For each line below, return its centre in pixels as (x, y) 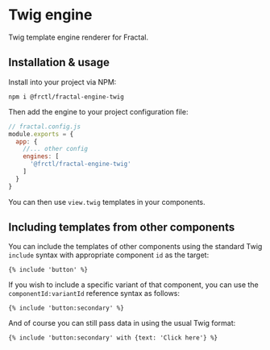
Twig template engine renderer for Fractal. (79, 37)
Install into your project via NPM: (62, 81)
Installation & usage (59, 62)
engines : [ (41, 156)
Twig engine (50, 15)
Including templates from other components (122, 227)
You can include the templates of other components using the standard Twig (135, 247)
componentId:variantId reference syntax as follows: (94, 294)
